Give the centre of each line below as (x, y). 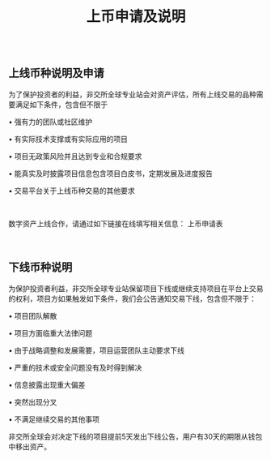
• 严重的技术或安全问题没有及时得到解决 (75, 367)
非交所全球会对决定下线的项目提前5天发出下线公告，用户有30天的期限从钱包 (135, 436)
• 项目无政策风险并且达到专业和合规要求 (75, 156)
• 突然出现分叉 (33, 401)
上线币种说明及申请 (56, 73)
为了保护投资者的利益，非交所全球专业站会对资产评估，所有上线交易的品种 (132, 94)
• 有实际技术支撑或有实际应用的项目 (68, 139)
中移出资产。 (30, 446)
